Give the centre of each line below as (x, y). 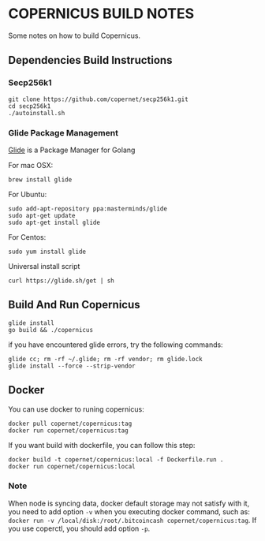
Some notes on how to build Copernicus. (74, 35)
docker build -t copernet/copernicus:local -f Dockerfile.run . (116, 459)
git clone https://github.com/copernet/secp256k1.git (99, 99)
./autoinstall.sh (37, 113)
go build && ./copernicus (50, 330)
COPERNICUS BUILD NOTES (101, 14)
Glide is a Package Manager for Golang (72, 150)
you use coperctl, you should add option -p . (79, 528)
